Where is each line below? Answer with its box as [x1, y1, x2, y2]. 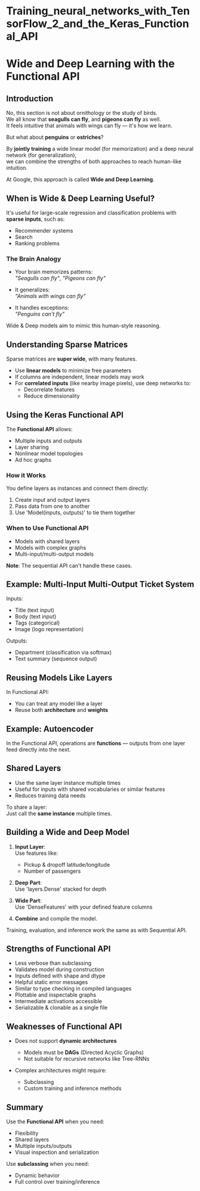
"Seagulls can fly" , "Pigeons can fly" [14, 275, 106, 282]
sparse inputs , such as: [6, 215, 65, 223]
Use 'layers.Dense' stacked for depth [14, 885, 106, 893]
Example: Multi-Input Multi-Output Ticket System [6, 579, 195, 589]
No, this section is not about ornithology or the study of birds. [6, 109, 158, 117]
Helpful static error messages [14, 979, 88, 986]
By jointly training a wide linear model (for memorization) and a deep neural [6, 145, 194, 153]
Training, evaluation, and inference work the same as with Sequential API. [6, 926, 187, 934]
